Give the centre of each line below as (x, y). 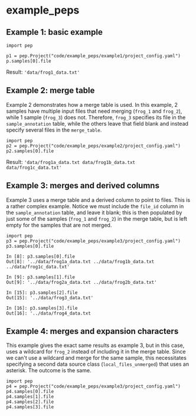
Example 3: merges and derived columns (83, 186)
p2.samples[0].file (30, 151)
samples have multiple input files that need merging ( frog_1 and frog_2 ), (94, 111)
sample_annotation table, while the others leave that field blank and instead (97, 123)
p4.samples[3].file (30, 407)
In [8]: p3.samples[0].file (41, 256)
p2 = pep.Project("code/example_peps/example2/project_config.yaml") (94, 146)
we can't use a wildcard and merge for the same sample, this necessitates (97, 358)
